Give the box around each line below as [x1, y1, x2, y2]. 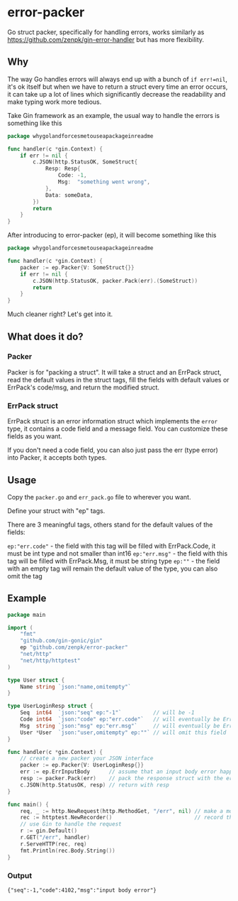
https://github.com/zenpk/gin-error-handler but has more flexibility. [7, 35, 204, 43]
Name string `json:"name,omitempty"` [20, 683, 132, 690]
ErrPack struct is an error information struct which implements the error [7, 417, 218, 426]
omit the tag [7, 571, 42, 580]
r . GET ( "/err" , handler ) [20, 834, 91, 841]
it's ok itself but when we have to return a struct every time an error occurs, [7, 82, 228, 91]
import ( [7, 624, 33, 631]
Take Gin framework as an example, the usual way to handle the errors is [7, 111, 220, 119]
